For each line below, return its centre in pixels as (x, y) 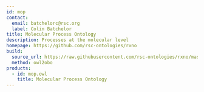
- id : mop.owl (29, 74)
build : (15, 51)
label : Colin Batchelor (42, 29)
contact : (17, 18)
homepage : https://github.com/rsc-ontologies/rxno (72, 46)
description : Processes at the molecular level (68, 40)
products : (19, 68)
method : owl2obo (32, 62)
